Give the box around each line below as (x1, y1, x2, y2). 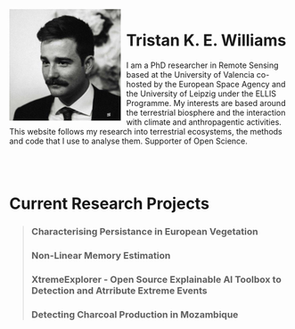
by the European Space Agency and (153, 78, 286, 89)
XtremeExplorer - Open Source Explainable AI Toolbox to (30, 273, 283, 285)
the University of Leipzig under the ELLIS (126, 88, 276, 99)
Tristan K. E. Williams (126, 30, 287, 51)
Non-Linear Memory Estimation (30, 249, 171, 261)
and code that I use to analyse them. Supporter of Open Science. (9, 136, 248, 146)
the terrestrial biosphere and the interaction (126, 107, 286, 118)
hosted (126, 78, 152, 89)
